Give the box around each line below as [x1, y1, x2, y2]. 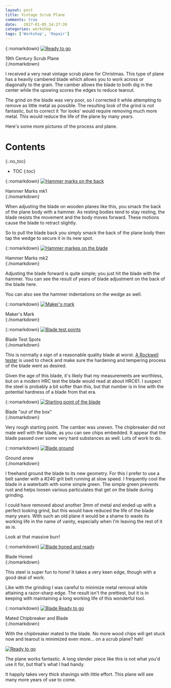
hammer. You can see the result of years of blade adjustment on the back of [5, 275, 165, 282]
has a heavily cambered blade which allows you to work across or [5, 76, 144, 82]
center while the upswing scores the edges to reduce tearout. [5, 87, 135, 93]
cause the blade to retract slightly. [5, 219, 77, 226]
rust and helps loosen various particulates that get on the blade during [5, 487, 153, 493]
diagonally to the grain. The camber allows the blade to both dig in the [5, 82, 153, 88]
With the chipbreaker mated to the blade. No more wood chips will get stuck [5, 630, 165, 636]
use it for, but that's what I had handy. [5, 661, 85, 667]
